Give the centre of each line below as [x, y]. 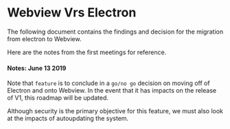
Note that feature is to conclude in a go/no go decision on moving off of [109, 83]
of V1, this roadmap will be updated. [58, 98]
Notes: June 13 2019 [37, 68]
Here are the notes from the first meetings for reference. [87, 52]
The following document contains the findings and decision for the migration [115, 32]
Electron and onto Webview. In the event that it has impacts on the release [112, 91]
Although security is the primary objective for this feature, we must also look [115, 111]
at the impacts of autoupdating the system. [68, 119]
